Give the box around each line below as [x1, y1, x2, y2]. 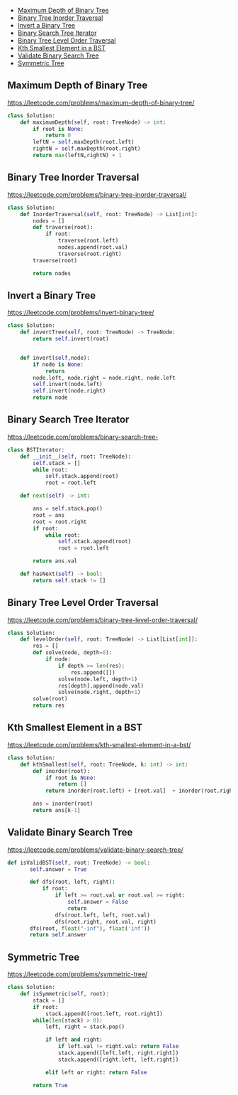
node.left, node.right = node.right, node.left [33, 374, 176, 381]
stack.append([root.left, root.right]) [45, 1010, 163, 1017]
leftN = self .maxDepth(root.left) [33, 139, 135, 146]
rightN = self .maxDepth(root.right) [33, 145, 141, 152]
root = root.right [33, 518, 87, 525]
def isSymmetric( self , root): [20, 990, 110, 998]
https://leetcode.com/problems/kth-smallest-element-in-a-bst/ [7, 740, 191, 749]
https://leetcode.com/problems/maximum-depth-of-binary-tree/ [7, 98, 195, 107]
